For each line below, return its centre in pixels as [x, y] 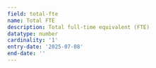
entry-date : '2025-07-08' [45, 47]
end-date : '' [26, 54]
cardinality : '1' [33, 40]
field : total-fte [33, 14]
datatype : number [33, 34]
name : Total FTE [31, 21]
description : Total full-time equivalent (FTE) [79, 27]
